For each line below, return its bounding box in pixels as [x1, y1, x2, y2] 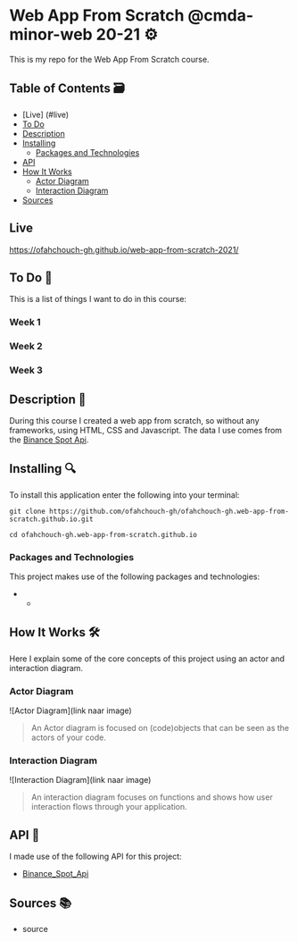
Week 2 [9, 340, 43, 353]
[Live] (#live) [21, 109, 70, 120]
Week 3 [9, 364, 43, 376]
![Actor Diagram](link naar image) [9, 705, 132, 716]
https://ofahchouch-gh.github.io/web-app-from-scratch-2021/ [9, 244, 239, 255]
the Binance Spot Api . [9, 434, 89, 445]
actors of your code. [30, 732, 107, 743]
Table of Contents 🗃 [9, 81, 125, 97]
